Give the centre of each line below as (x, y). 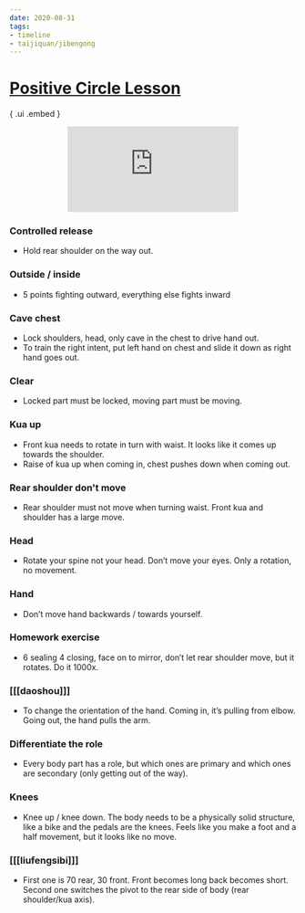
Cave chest (35, 318)
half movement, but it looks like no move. (100, 836)
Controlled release (51, 231)
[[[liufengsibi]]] (44, 860)
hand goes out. (51, 358)
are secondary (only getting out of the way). (105, 773)
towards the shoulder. (63, 454)
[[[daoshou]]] (40, 690)
